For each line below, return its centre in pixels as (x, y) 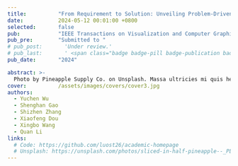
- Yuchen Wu (32, 99)
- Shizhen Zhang (38, 112)
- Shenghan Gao (36, 106)
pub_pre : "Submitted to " (57, 40)
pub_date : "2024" (42, 60)
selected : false (41, 27)
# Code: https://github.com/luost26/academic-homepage (96, 145)
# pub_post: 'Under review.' (60, 47)
